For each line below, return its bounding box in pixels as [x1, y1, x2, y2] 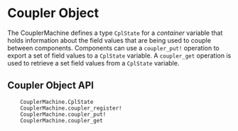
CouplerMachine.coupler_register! [20, 105, 122, 112]
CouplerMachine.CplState [20, 98, 94, 105]
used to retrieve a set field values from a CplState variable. [7, 58, 180, 67]
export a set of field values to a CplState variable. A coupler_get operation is [7, 51, 232, 60]
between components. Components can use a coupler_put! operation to [7, 43, 220, 52]
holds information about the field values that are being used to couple [7, 36, 212, 44]
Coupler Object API [7, 80, 94, 92]
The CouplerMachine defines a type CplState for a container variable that [7, 28, 223, 37]
